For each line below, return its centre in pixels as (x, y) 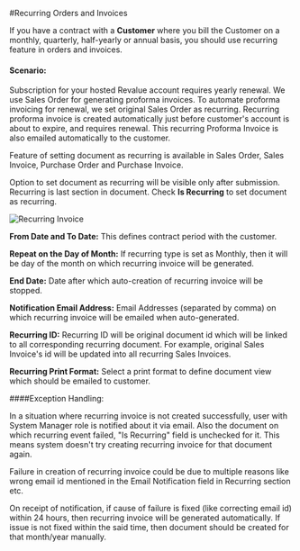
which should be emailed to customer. (80, 381)
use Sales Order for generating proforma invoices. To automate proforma (145, 100)
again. (21, 455)
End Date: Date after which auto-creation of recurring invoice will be (136, 281)
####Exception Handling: (57, 399)
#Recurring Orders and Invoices (68, 13)
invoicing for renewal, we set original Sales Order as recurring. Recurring (145, 109)
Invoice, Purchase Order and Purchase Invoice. (96, 165)
